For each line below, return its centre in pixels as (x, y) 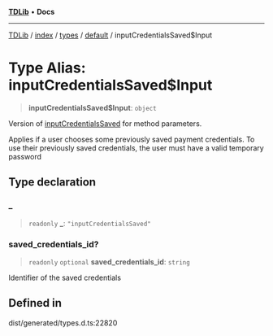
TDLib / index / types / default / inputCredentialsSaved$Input (110, 35)
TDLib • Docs (32, 12)
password (25, 156)
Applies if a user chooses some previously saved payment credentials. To (132, 139)
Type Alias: (48, 68)
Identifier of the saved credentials (65, 277)
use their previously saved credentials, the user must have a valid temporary (136, 148)
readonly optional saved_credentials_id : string (109, 262)
